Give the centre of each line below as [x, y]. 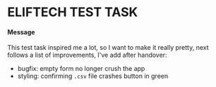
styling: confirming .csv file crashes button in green [92, 76]
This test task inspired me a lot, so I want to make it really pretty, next [108, 48]
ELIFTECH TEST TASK [73, 12]
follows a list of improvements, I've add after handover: [87, 55]
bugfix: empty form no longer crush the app [81, 69]
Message [21, 32]
